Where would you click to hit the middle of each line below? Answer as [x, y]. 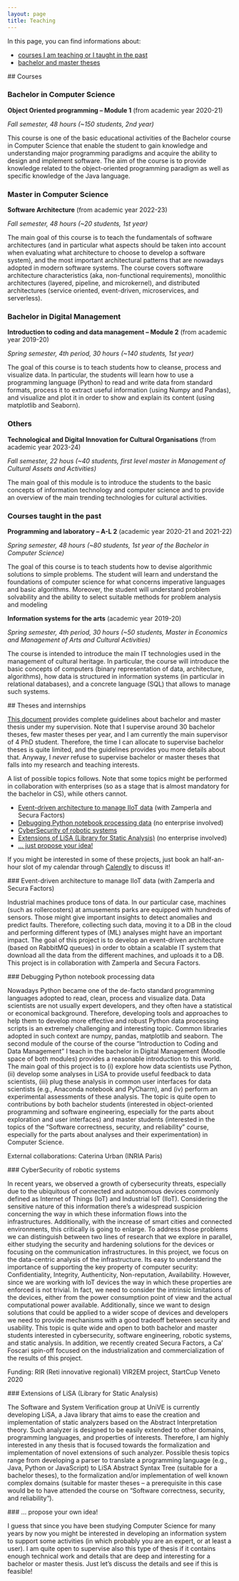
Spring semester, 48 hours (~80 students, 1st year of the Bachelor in [108, 545]
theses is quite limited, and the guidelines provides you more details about [117, 749]
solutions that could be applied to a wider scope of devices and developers [118, 1312]
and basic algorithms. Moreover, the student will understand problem [109, 589]
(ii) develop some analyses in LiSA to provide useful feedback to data [109, 1074]
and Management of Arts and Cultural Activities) [79, 640]
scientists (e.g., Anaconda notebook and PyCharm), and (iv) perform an [113, 1088]
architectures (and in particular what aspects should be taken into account [117, 245]
